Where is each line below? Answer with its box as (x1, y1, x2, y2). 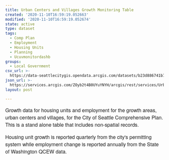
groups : (5, 59, 22, 64)
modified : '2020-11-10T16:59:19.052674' (5, 17, 92, 22)
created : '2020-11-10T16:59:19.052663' (5, 12, 89, 17)
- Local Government (10, 64, 51, 69)
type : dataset (5, 26, 35, 31)
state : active (5, 21, 35, 27)
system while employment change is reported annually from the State (5, 140, 159, 148)
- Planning (10, 49, 33, 55)
